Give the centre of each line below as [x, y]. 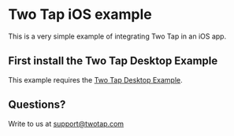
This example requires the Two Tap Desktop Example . [95, 79]
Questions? [37, 105]
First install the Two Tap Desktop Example [113, 61]
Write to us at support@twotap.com [66, 123]
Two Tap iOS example [80, 15]
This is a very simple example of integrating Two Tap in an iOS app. [117, 36]
